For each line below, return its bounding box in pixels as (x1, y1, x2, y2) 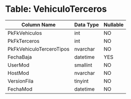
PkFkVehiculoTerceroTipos (7, 45, 70, 52)
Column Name (21, 21, 56, 28)
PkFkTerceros (7, 37, 40, 44)
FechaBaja (7, 53, 32, 60)
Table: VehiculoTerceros (5, 3, 107, 15)
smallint (74, 62, 92, 68)
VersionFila (7, 77, 34, 84)
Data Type (74, 21, 99, 28)
